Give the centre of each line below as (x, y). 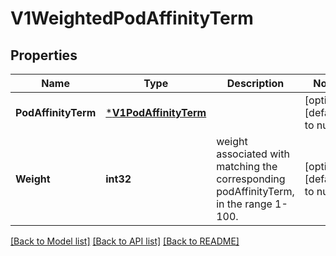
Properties (44, 55)
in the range (244, 204)
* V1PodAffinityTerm (156, 112)
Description (255, 83)
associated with (253, 154)
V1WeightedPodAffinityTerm (132, 18)
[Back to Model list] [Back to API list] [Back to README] (125, 241)
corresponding (251, 179)
